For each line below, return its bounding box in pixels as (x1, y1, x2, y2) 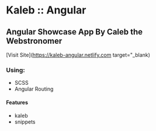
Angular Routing (14, 85, 54, 92)
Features (6, 99, 28, 106)
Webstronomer (6, 36, 63, 46)
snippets (14, 118, 36, 125)
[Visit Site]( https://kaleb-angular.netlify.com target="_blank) (6, 51, 151, 58)
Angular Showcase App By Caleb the (6, 27, 143, 37)
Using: (6, 65, 25, 74)
